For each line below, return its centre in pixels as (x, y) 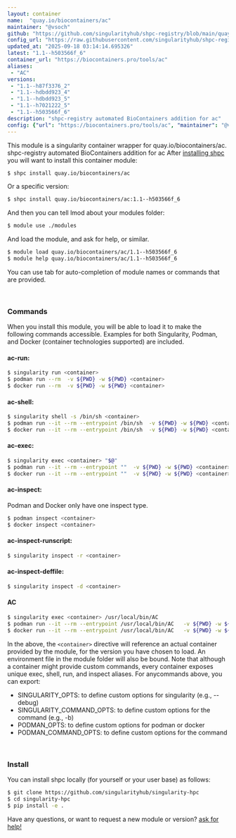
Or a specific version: (38, 187)
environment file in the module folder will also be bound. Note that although (117, 658)
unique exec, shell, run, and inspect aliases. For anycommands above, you (115, 674)
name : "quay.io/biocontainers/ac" (59, 20)
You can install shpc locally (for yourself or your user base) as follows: (109, 780)
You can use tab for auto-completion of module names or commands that (113, 272)
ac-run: (19, 358)
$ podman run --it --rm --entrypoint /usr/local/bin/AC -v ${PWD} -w (114, 624)
